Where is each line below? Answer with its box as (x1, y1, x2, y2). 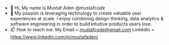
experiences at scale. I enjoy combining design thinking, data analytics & (10, 16, 164, 21)
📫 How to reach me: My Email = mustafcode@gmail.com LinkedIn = (10, 27, 155, 32)
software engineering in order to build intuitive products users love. (10, 21, 152, 27)
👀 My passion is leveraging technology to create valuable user (10, 10, 142, 16)
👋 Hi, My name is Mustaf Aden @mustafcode (10, 5, 105, 11)
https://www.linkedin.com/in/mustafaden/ (10, 34, 98, 40)
